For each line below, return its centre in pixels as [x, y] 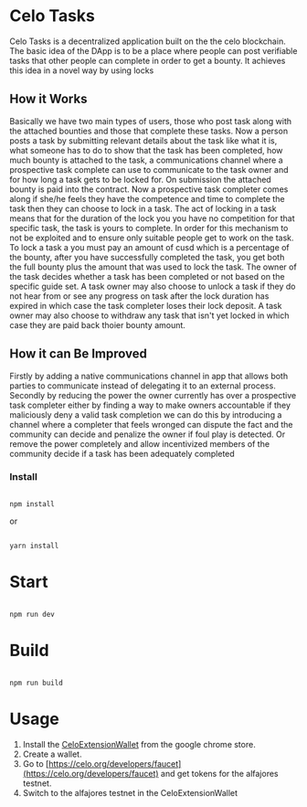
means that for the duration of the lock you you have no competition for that [152, 218]
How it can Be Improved [79, 354]
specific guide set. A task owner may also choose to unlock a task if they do [153, 286]
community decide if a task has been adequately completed [122, 453]
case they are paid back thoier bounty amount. [97, 324]
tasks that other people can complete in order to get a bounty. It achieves [148, 60]
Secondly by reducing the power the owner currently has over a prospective [153, 395]
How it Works [48, 99]
